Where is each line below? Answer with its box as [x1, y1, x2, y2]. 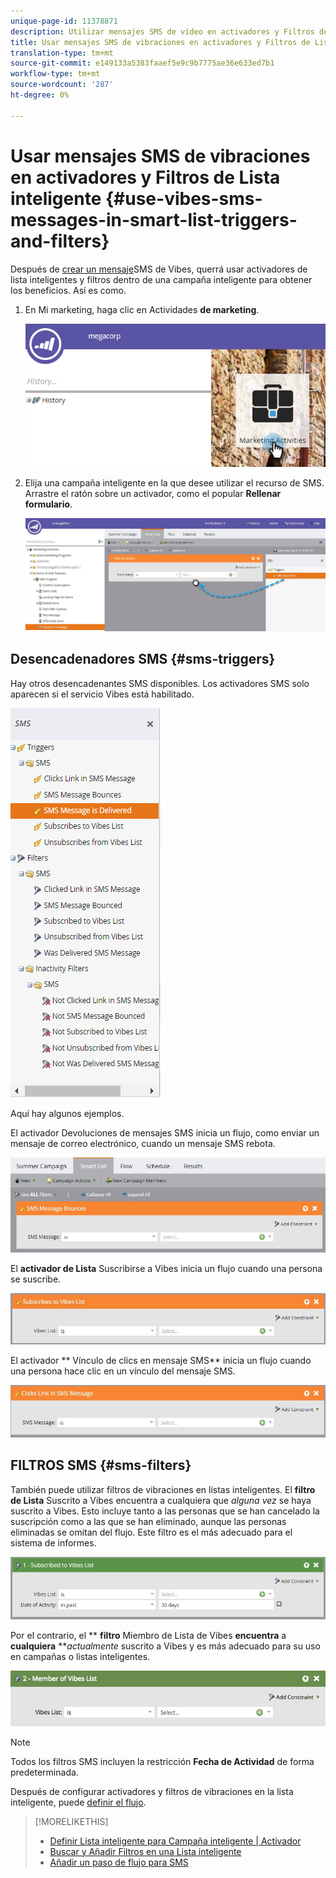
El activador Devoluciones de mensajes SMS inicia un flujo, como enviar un [10, 1126, 320, 1139]
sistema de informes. [10, 1536, 97, 1549]
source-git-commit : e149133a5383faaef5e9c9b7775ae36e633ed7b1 [10, 58, 275, 69]
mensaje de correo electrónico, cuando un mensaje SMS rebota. [10, 1137, 276, 1149]
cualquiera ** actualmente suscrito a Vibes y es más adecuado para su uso [10, 1640, 321, 1652]
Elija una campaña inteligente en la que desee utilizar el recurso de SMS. [24, 476, 325, 489]
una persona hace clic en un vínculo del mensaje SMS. [10, 1365, 236, 1377]
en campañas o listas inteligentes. [10, 1650, 151, 1662]
